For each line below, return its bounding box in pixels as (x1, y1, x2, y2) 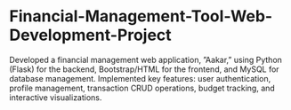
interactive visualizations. (9, 91, 102, 103)
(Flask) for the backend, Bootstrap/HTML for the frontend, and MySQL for (9, 64, 279, 75)
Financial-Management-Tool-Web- (9, 6, 273, 27)
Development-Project (9, 25, 172, 45)
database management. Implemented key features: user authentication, (9, 73, 271, 83)
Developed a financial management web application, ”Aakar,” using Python (9, 54, 283, 65)
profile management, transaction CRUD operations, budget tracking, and (9, 82, 276, 93)
